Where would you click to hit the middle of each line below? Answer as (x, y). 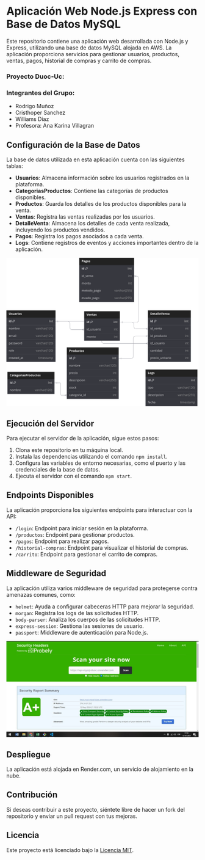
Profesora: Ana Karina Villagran (55, 126)
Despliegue (28, 755)
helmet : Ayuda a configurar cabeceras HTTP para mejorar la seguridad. (105, 607)
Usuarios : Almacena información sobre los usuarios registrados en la (102, 178)
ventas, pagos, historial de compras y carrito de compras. (79, 60)
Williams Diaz (32, 119)
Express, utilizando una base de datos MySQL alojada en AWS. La (89, 48)
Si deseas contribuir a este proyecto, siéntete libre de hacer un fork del (95, 809)
